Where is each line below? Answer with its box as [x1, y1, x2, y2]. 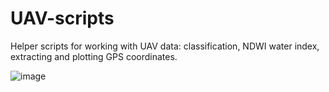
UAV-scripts [10, 7, 115, 30]
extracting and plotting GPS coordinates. [10, 50, 178, 62]
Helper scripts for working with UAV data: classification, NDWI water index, [10, 40, 320, 52]
